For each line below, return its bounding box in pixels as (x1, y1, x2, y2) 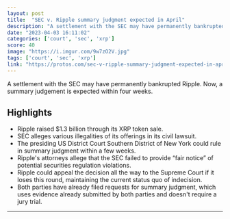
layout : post (7, 10, 44, 17)
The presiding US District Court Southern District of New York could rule (16, 140, 221, 148)
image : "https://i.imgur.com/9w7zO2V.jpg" (7, 49, 130, 55)
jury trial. (16, 198, 42, 206)
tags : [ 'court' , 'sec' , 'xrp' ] (7, 55, 97, 62)
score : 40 (7, 42, 36, 49)
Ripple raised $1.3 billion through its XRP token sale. (16, 125, 164, 133)
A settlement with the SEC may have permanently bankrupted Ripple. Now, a (7, 79, 223, 88)
